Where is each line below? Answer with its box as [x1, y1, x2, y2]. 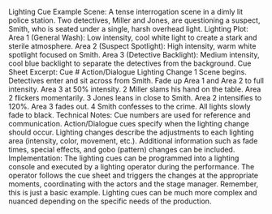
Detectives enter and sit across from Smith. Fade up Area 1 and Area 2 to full [8, 76, 265, 85]
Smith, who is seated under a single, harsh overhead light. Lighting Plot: [8, 24, 249, 33]
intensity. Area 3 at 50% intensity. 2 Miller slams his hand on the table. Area [8, 84, 261, 94]
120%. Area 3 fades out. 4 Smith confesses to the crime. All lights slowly [8, 101, 251, 111]
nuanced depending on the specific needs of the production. [8, 196, 212, 206]
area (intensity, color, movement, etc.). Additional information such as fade [8, 136, 258, 145]
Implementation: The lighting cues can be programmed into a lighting [8, 153, 240, 163]
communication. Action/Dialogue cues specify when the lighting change [8, 119, 249, 128]
